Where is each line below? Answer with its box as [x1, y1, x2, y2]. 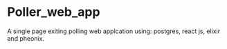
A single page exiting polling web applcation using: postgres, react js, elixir [7, 27, 220, 35]
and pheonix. [7, 34, 45, 42]
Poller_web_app [7, 4, 100, 20]
